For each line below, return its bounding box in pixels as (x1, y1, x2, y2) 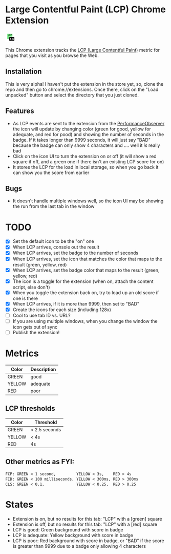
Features (5, 107, 34, 116)
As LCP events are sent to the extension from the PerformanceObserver (12, 120, 165, 126)
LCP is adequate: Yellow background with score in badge (12, 532, 134, 539)
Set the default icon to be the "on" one (12, 238, 95, 244)
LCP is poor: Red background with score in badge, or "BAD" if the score (12, 538, 165, 544)
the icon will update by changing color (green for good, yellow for (12, 126, 151, 132)
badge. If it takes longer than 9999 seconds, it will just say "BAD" (12, 137, 151, 143)
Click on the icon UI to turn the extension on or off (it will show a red (12, 153, 157, 159)
